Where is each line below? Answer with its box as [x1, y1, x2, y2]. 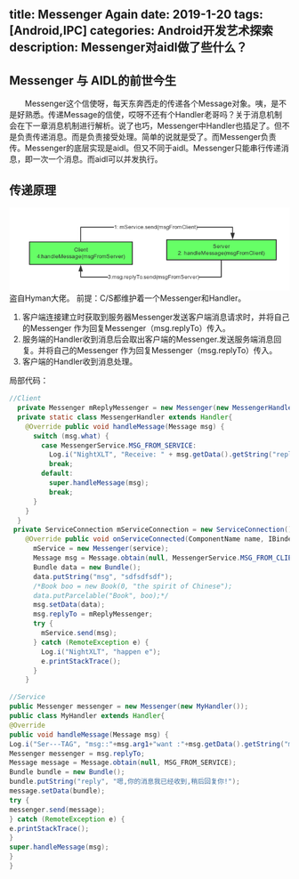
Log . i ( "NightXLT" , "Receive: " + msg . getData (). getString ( [48, 450, 273, 459]
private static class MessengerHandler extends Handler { [17, 413, 233, 422]
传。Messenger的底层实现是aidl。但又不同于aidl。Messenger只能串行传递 [9, 142, 282, 154]
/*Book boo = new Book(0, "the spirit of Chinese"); [32, 582, 233, 591]
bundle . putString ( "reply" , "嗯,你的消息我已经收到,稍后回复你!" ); [9, 778, 240, 786]
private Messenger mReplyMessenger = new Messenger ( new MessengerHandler [17, 404, 296, 413]
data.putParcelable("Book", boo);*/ [32, 591, 169, 600]
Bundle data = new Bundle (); [32, 562, 141, 572]
